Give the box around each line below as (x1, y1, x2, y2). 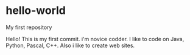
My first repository (5, 24, 52, 31)
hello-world (5, 4, 66, 18)
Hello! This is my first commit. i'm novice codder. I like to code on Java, (5, 35, 185, 42)
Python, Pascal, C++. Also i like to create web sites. (5, 42, 135, 49)
